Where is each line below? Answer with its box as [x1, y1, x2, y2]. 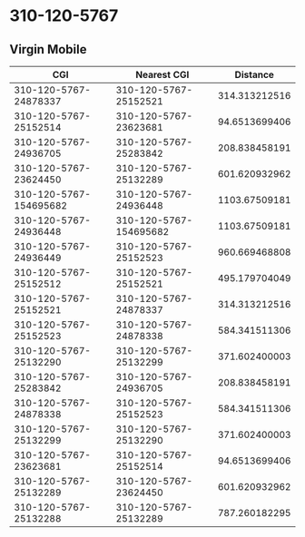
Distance [234, 69, 275, 81]
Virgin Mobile [9, 42, 87, 57]
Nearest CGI [135, 69, 190, 81]
